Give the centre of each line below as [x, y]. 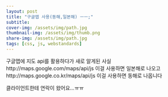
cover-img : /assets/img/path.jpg [47, 28]
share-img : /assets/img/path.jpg [47, 38]
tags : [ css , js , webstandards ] [44, 44]
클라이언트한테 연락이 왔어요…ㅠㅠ [45, 88]
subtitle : [18, 22]
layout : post [22, 11]
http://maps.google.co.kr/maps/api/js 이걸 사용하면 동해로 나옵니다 [84, 76]
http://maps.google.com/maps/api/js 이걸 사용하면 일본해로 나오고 [83, 68]
